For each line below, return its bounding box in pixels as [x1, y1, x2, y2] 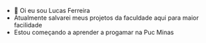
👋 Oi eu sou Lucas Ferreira [13, 7, 90, 14]
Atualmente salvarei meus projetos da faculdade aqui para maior [13, 14, 200, 22]
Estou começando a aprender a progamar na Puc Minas [13, 28, 174, 36]
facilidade [13, 21, 42, 29]
